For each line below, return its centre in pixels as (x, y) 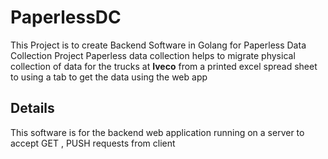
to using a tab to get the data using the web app (109, 77)
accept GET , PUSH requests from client (93, 143)
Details (32, 108)
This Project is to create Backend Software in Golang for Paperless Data (158, 45)
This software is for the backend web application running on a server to (157, 132)
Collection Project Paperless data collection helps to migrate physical (153, 55)
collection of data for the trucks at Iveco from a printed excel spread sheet (164, 66)
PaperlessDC (66, 17)
